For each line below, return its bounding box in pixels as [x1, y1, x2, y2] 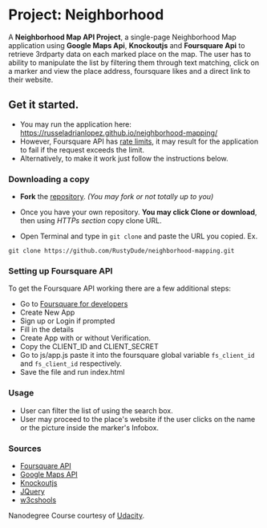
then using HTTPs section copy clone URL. [19, 216, 162, 225]
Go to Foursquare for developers [19, 299, 128, 309]
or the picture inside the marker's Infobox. [19, 423, 159, 433]
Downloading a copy [8, 173, 90, 185]
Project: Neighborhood [8, 6, 164, 24]
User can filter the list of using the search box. [19, 405, 174, 415]
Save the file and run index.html [19, 368, 125, 377]
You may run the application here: [19, 119, 132, 129]
